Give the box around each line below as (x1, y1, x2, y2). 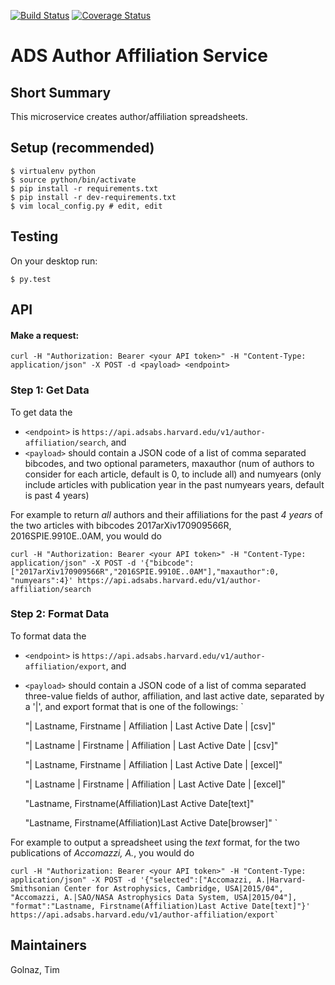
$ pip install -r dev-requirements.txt (10, 192, 177, 202)
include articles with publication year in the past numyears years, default (24, 478, 325, 490)
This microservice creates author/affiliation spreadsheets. (10, 111, 248, 122)
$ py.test (10, 274, 52, 284)
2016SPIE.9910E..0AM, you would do (10, 530, 162, 542)
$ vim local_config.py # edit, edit (10, 201, 163, 211)
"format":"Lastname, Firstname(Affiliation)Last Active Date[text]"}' (10, 901, 311, 911)
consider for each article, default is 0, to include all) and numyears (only (24, 468, 322, 480)
